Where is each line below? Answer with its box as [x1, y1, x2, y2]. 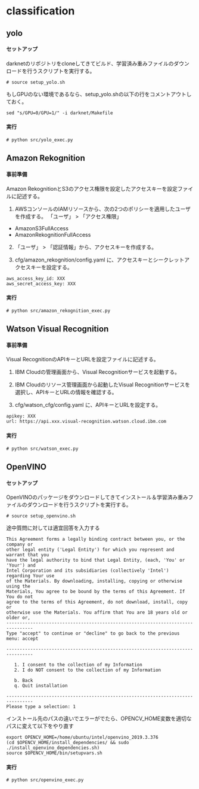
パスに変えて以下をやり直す [6, 723, 74, 730]
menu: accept [6, 636, 39, 642]
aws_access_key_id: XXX [6, 275, 66, 282]
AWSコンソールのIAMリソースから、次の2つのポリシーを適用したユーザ [14, 205, 191, 212]
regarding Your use [6, 573, 55, 579]
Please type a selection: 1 [6, 704, 76, 710]
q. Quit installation [14, 683, 68, 689]
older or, [6, 615, 31, 621]
